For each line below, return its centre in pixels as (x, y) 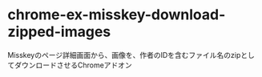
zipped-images (59, 32)
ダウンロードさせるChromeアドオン (73, 65)
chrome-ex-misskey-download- (117, 15)
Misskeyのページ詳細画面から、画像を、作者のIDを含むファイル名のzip (124, 55)
